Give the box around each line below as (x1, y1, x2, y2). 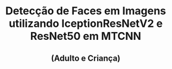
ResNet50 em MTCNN (30, 30, 142, 43)
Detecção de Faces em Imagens (5, 4, 166, 18)
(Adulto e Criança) (51, 53, 121, 63)
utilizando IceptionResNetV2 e (8, 17, 163, 30)
